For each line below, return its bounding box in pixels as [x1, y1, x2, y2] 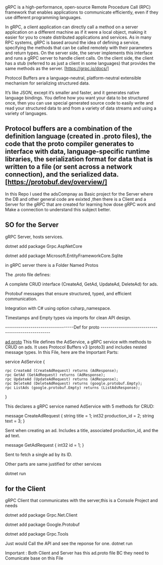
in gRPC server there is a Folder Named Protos [5, 262, 99, 268]
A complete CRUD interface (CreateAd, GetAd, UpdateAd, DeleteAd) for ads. [5, 281, 158, 287]
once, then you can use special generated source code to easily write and [5, 100, 154, 106]
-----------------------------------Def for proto [5, 324, 100, 330]
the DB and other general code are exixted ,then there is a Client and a [5, 196, 146, 202]
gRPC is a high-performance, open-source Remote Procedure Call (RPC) [5, 4, 151, 10]
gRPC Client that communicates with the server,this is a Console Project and [5, 498, 158, 503]
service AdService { [5, 359, 45, 365]
